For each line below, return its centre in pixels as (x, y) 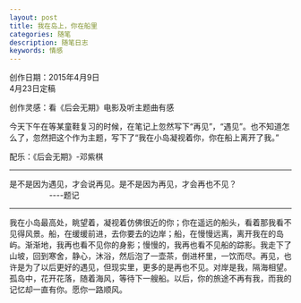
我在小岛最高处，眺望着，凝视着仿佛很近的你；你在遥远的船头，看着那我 (142, 223)
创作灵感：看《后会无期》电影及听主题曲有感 (92, 107)
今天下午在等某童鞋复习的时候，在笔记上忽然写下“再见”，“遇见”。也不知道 (146, 127)
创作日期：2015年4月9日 (55, 78)
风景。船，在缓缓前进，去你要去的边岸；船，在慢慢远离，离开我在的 (150, 234)
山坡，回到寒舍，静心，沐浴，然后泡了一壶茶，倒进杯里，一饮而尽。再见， (146, 257)
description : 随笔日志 (49, 42)
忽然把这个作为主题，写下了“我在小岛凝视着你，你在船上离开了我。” (156, 138)
